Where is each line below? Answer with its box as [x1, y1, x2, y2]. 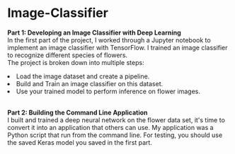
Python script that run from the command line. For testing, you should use [7, 131, 223, 139]
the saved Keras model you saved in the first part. [7, 138, 152, 146]
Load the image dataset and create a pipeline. [16, 72, 150, 81]
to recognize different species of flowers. [7, 51, 128, 59]
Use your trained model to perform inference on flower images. [16, 87, 200, 95]
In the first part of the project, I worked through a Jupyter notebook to [7, 35, 211, 44]
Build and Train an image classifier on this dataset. [16, 79, 164, 88]
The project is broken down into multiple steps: [7, 58, 144, 66]
